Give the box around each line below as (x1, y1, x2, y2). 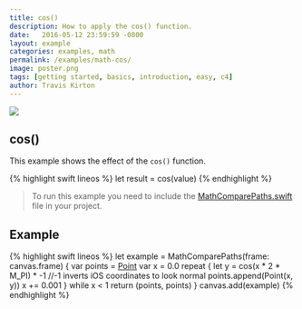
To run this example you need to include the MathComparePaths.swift (31, 191, 293, 202)
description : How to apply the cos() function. (9, 22, 193, 31)
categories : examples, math (9, 47, 116, 56)
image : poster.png (9, 65, 79, 74)
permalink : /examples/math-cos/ (9, 55, 132, 65)
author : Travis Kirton (9, 81, 95, 90)
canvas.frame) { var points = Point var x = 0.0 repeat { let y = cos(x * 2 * (9, 261, 281, 272)
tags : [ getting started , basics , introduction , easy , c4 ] (9, 73, 233, 82)
